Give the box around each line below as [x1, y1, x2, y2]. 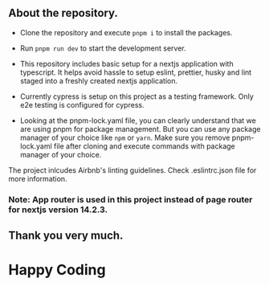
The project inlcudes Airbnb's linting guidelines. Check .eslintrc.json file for [8, 165, 257, 175]
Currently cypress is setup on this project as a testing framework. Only [19, 92, 255, 101]
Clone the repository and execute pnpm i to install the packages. [19, 27, 233, 37]
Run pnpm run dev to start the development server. [19, 43, 186, 53]
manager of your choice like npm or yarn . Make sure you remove [19, 133, 230, 142]
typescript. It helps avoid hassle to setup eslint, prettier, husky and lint [19, 67, 252, 77]
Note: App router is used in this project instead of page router [8, 194, 253, 205]
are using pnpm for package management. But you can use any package [19, 124, 261, 133]
